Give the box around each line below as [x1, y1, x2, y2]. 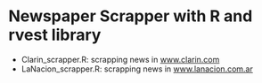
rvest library [8, 25, 102, 45]
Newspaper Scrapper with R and [8, 6, 253, 26]
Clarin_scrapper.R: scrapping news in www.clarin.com [20, 54, 220, 64]
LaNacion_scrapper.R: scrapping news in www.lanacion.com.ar [20, 64, 253, 74]
